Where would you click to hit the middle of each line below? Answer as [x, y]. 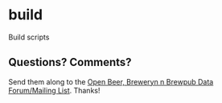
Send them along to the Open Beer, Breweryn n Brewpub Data [111, 81]
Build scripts [29, 37]
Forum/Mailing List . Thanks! [54, 90]
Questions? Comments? [70, 62]
